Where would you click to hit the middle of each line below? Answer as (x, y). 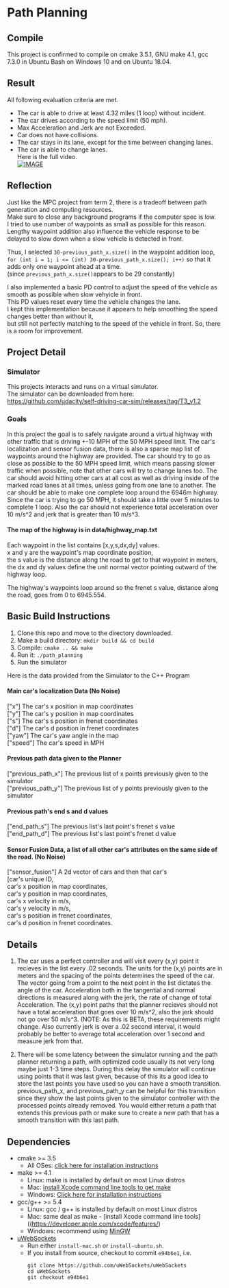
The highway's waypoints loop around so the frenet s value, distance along (113, 587)
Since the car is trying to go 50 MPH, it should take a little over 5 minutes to (113, 499)
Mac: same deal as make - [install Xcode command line (105, 1217)
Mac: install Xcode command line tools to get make (99, 1187)
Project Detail (37, 352)
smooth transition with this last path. (68, 1120)
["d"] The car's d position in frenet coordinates (73, 728)
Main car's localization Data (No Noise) (64, 691)
